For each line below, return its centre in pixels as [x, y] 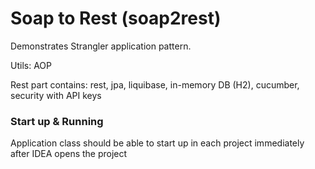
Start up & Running [57, 121]
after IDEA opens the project [69, 154]
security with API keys [56, 95]
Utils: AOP [31, 65]
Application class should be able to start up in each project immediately [157, 143]
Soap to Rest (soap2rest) [116, 18]
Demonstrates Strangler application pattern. [101, 46]
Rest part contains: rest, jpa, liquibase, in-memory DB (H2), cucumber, [155, 84]
